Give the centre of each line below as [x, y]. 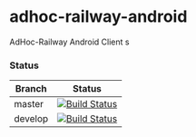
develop [31, 119]
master [29, 104]
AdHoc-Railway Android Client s [69, 42]
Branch [31, 89]
